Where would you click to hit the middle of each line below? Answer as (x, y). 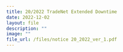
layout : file (23, 23)
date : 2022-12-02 (28, 17)
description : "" (27, 28)
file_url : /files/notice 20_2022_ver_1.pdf (62, 39)
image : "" (19, 34)
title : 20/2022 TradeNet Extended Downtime (62, 12)
